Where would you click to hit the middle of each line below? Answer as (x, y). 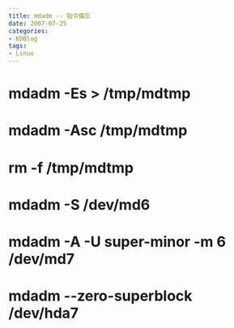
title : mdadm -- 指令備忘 (50, 16)
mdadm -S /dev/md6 (79, 204)
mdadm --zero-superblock (100, 296)
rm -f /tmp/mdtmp (71, 168)
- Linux (21, 53)
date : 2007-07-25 (38, 23)
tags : (17, 46)
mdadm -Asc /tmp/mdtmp (98, 131)
